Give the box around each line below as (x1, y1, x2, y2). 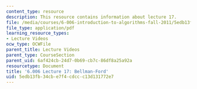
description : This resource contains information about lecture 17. (6, 14, 177, 20)
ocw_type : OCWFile (6, 42, 51, 47)
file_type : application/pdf (6, 25, 75, 31)
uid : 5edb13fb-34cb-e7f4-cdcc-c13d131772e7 (6, 74, 114, 80)
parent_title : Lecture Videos (6, 47, 80, 53)
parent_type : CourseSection (6, 52, 75, 58)
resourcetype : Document (6, 63, 64, 69)
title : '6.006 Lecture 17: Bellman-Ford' (6, 69, 109, 74)
